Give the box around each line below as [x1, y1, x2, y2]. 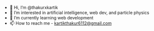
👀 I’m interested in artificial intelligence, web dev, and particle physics [9, 10, 150, 15]
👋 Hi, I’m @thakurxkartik [9, 5, 58, 10]
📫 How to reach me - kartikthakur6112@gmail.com [9, 20, 112, 26]
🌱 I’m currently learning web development [9, 15, 94, 20]
